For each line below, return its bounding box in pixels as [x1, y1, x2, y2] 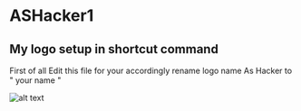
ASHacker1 [9, 5, 94, 26]
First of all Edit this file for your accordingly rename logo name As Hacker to [9, 65, 293, 76]
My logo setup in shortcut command [9, 42, 219, 57]
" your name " [9, 75, 62, 86]
